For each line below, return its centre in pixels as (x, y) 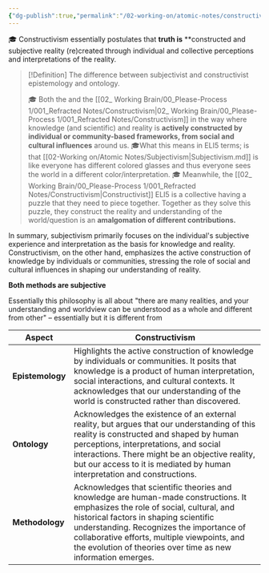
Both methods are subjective (57, 284)
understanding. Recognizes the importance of (160, 527)
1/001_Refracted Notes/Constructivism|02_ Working (113, 111)
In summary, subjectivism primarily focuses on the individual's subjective (129, 235)
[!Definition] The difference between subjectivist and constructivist (138, 75)
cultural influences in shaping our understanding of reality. (105, 269)
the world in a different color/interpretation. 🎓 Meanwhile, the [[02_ (140, 174)
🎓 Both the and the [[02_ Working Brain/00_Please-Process (127, 99)
